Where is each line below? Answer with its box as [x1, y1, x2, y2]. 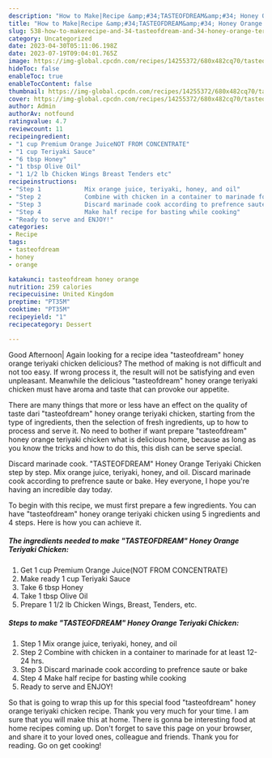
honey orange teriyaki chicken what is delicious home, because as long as [8, 435, 257, 444]
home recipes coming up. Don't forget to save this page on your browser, [8, 723, 253, 733]
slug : [8, 27, 27, 35]
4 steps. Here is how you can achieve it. [8, 517, 142, 527]
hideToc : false [8, 65, 60, 73]
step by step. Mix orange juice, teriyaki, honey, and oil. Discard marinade [8, 467, 251, 477]
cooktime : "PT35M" [8, 306, 70, 314]
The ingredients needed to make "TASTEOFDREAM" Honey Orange [8, 536, 240, 546]
